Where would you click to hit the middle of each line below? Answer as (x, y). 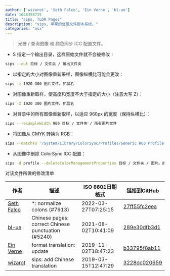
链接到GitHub (143, 191)
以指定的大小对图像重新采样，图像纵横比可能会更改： (68, 74)
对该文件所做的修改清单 (30, 173)
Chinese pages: (50, 218)
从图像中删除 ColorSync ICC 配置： (49, 153)
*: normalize (47, 203)
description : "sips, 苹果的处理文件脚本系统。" (52, 24)
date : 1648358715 (24, 15)
